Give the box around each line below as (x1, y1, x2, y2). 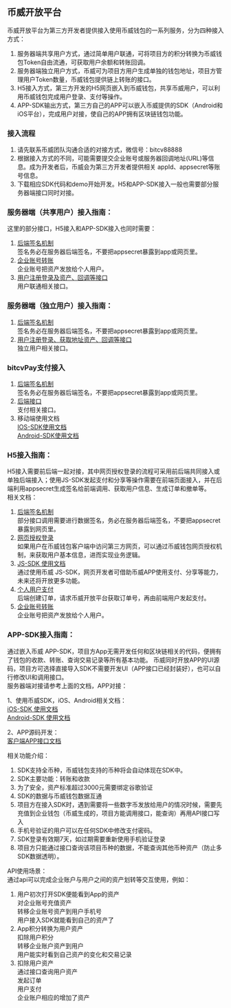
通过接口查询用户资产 (16, 967, 78, 976)
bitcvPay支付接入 (7, 362, 65, 372)
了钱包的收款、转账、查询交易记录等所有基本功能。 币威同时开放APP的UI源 (7, 655, 220, 664)
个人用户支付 (16, 585, 54, 594)
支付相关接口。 (16, 406, 60, 413)
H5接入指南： (7, 450, 53, 460)
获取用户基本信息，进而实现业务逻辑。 (35, 551, 144, 559)
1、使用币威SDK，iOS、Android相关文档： (7, 696, 127, 704)
